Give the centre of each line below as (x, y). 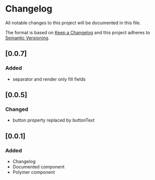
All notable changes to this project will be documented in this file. (73, 23)
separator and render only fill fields (49, 79)
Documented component (38, 167)
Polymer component (34, 172)
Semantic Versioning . (27, 38)
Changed (17, 109)
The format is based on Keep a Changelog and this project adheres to (78, 32)
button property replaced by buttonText (54, 120)
